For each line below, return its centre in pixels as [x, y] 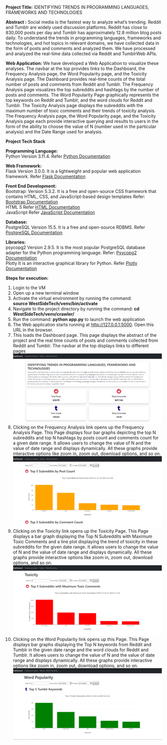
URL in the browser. [33, 330]
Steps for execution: [27, 278]
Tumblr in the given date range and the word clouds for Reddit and [81, 650]
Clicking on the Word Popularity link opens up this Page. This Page [81, 639]
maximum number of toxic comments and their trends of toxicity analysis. [81, 111]
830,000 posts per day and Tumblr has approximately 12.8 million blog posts [84, 32]
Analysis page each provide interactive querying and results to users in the [82, 121]
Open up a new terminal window [46, 293]
